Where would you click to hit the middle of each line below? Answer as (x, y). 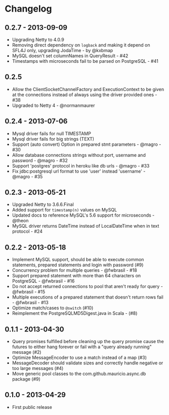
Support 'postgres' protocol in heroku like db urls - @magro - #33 (81, 165)
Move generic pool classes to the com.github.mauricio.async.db (79, 374)
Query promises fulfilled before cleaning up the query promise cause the (88, 342)
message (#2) (27, 352)
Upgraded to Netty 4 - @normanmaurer (53, 105)
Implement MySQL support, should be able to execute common (78, 260)
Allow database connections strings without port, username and (79, 155)
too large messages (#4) (38, 368)
